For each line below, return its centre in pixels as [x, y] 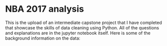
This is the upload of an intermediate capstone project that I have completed [83, 23]
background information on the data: [43, 38]
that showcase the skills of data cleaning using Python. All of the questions [82, 27]
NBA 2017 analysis [45, 9]
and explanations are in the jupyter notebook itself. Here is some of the [78, 33]
